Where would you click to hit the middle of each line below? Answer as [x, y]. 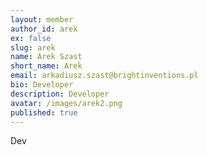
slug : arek [33, 47]
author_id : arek [44, 29]
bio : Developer [42, 85]
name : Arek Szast [46, 57]
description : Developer [60, 94]
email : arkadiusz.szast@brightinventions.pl [104, 76]
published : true [44, 112]
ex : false [31, 38]
